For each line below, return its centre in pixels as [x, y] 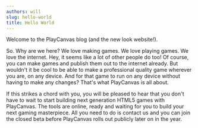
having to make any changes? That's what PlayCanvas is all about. [88, 82]
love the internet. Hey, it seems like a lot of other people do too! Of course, [98, 57]
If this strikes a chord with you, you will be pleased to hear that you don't [95, 94]
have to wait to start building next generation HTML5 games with [86, 100]
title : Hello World [30, 23]
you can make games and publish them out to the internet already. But [92, 63]
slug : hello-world [29, 17]
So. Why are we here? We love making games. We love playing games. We [98, 51]
